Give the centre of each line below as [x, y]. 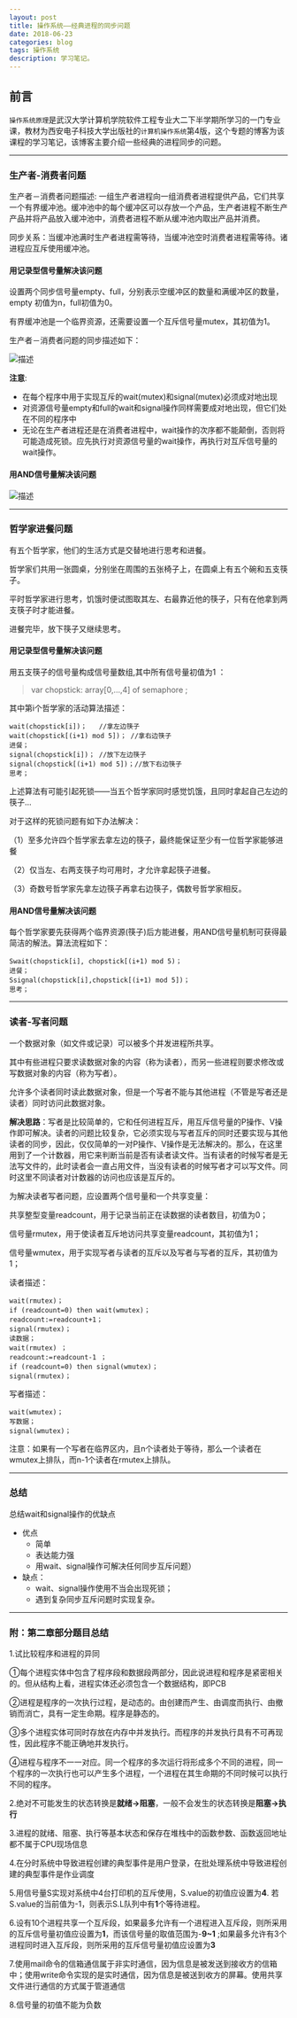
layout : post [33, 17]
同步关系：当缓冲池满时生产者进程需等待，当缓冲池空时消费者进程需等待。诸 [148, 238]
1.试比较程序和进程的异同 [54, 1654]
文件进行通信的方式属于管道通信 [67, 1986]
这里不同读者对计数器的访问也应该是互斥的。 [98, 1177]
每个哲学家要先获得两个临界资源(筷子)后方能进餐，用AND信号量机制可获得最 [148, 932]
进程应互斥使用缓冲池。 [52, 248]
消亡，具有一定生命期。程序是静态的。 [94, 1714]
